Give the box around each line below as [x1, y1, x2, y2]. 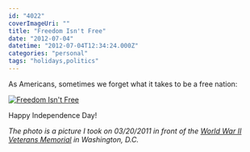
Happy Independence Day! [8, 110, 98, 120]
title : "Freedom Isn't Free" [8, 27, 106, 35]
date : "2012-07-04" [8, 34, 74, 43]
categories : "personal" [8, 49, 89, 57]
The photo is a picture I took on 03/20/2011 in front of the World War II [8, 126, 242, 136]
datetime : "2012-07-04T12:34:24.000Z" [8, 42, 139, 50]
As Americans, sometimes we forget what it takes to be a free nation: [8, 78, 238, 89]
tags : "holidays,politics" [8, 57, 99, 65]
